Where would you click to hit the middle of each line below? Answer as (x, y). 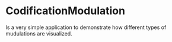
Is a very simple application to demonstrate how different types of (86, 27)
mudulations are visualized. (39, 33)
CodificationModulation (66, 11)
